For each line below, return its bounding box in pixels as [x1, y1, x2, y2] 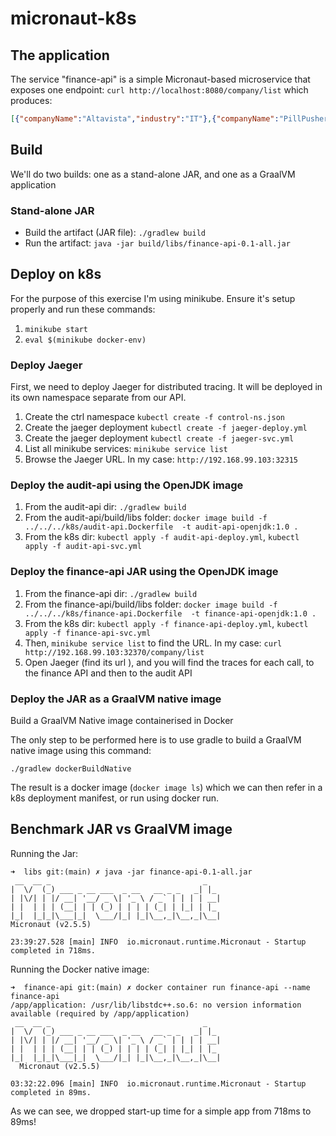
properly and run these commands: [10, 303, 156, 315]
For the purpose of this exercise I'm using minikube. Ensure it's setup [10, 292, 296, 304]
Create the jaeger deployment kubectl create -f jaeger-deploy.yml [24, 422, 308, 434]
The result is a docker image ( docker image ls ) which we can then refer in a [10, 781, 323, 793]
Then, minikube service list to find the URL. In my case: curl [24, 637, 283, 649]
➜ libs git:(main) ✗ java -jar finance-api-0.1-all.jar [10, 867, 253, 877]
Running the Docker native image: [10, 963, 150, 975]
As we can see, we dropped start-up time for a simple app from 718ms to [10, 1105, 312, 1117]
